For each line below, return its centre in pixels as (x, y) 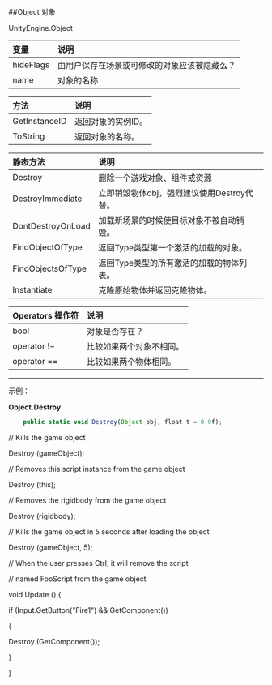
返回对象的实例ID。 (111, 122)
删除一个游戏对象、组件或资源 (155, 178)
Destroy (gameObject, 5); (51, 547)
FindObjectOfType (47, 247)
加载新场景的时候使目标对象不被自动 (167, 220)
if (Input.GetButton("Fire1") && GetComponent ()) (88, 610)
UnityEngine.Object (40, 28)
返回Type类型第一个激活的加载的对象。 (173, 248)
